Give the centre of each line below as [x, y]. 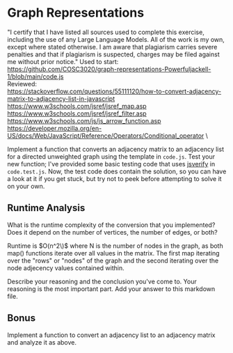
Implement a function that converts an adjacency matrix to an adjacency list [116, 149]
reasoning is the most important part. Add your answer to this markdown [111, 289]
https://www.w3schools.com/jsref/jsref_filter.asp [77, 113]
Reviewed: [22, 84]
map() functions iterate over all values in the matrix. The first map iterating [114, 253]
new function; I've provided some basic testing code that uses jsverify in [111, 164]
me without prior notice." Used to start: [63, 61]
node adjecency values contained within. [66, 268]
